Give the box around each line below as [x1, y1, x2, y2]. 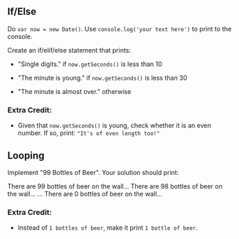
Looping [7, 149, 45, 161]
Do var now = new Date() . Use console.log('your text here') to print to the [7, 24, 232, 33]
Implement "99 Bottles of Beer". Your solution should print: [7, 168, 179, 176]
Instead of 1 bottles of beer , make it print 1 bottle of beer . [17, 223, 198, 232]
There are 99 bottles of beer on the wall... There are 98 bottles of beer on [7, 181, 223, 191]
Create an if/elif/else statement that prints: [7, 46, 132, 54]
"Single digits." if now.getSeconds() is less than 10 [17, 60, 162, 68]
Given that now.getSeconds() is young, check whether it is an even [17, 121, 211, 130]
